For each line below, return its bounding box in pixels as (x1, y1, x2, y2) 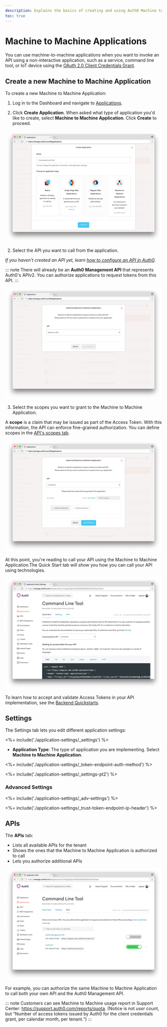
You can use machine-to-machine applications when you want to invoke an (5, 52, 160, 58)
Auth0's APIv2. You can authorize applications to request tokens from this (5, 272, 157, 278)
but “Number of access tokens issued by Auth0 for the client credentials (5, 1011, 153, 1017)
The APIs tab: (5, 833, 33, 839)
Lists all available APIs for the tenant (12, 842, 87, 848)
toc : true (5, 13, 26, 18)
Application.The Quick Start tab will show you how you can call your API (5, 562, 153, 568)
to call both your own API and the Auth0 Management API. (5, 990, 124, 997)
